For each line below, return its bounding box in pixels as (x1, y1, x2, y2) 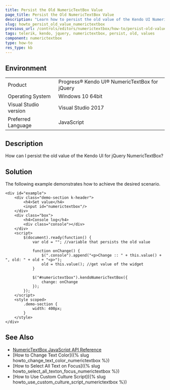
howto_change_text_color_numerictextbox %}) (12, 357, 110, 363)
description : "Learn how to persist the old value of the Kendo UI (5, 17, 151, 22)
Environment (5, 64, 47, 73)
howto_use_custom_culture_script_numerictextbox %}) (12, 379, 127, 385)
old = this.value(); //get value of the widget (41, 262, 144, 267)
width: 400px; (32, 306, 62, 311)
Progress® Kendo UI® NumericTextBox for (58, 78, 158, 85)
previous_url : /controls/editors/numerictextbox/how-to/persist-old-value (5, 26, 166, 31)
